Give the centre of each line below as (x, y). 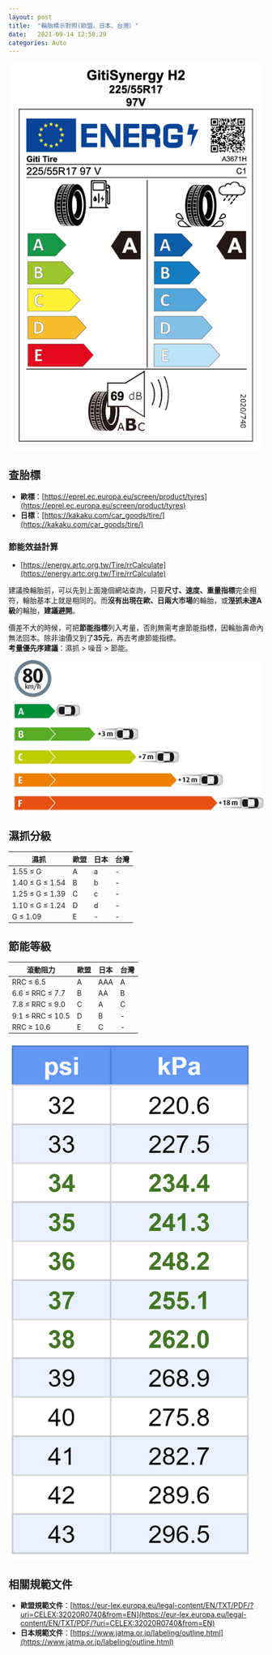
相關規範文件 (40, 1584)
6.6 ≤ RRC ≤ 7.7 (39, 993)
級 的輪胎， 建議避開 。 (44, 611)
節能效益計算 (34, 547)
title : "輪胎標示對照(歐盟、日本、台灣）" (74, 26)
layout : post (30, 17)
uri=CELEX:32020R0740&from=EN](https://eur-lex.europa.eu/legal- (133, 1614)
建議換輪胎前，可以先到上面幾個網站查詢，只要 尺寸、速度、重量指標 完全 (129, 590)
